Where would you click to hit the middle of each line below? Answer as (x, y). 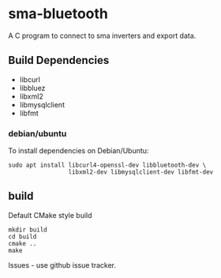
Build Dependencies (59, 60)
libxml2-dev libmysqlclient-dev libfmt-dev (141, 172)
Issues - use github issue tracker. (62, 265)
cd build (22, 237)
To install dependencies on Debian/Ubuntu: (79, 151)
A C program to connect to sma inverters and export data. (102, 36)
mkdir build (28, 230)
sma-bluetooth (58, 14)
